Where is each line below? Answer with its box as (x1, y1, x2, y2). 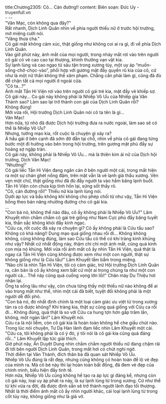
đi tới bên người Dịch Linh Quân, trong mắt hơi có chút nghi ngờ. (5, 346, 136, 352)
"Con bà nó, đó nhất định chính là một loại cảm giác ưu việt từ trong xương (5, 299, 158, 304)
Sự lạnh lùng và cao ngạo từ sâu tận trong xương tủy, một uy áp (5, 62, 135, 68)
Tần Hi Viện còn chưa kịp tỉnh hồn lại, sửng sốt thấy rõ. (5, 183, 117, 189)
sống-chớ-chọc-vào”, (5, 67, 50, 73)
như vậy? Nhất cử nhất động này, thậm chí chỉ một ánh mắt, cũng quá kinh (5, 241, 157, 247)
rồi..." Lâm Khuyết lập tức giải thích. (5, 336, 78, 341)
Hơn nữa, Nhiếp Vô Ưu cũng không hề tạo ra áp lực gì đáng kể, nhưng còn (5, 372, 156, 378)
